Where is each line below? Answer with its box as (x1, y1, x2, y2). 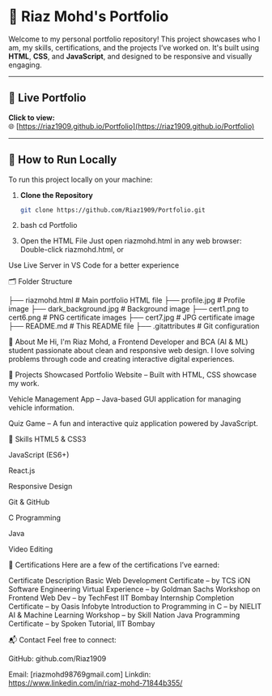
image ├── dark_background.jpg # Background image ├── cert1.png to (8, 304, 249, 314)
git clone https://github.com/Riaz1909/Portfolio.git (19, 206, 206, 214)
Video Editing (8, 544, 53, 554)
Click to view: (8, 113, 55, 122)
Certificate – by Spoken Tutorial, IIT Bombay (8, 619, 155, 629)
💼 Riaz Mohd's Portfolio (8, 7, 169, 26)
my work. (8, 379, 40, 389)
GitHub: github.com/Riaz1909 (8, 654, 107, 664)
